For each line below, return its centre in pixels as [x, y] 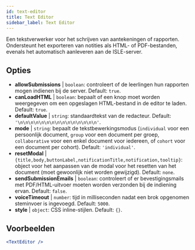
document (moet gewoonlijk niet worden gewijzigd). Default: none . [95, 172]
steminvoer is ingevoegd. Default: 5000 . [62, 203]
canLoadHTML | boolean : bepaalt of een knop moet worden [87, 97]
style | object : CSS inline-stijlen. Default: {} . [68, 210]
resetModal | [31, 153]
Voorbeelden [30, 228]
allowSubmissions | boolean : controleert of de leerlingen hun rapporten [102, 85]
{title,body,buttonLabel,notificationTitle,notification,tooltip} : [98, 160]
